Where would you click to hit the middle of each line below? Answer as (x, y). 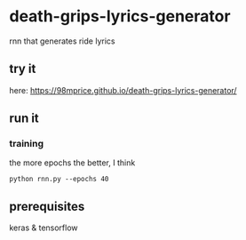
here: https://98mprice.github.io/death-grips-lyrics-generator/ (123, 90)
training (27, 144)
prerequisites (47, 206)
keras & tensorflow (44, 228)
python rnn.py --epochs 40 (59, 180)
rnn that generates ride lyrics (62, 41)
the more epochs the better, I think (72, 163)
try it (23, 69)
